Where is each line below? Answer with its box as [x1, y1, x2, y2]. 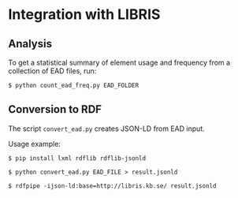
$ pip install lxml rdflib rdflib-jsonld [8, 154, 147, 163]
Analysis [8, 37, 53, 50]
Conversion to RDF [8, 103, 102, 116]
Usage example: [8, 139, 61, 148]
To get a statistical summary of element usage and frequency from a [8, 58, 231, 67]
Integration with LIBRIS [8, 6, 161, 24]
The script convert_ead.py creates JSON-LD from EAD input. [8, 124, 205, 133]
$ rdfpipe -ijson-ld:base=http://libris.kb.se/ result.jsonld [8, 181, 217, 190]
